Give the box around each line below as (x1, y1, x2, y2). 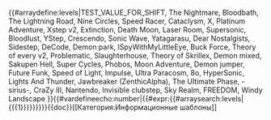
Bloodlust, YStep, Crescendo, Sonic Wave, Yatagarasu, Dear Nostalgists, (8, 33, 251, 43)
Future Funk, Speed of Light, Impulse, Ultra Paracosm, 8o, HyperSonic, (8, 68, 245, 77)
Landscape (8, 94, 46, 103)
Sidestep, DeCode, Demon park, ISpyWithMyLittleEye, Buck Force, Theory (8, 42, 256, 52)
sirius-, (8, 85, 32, 95)
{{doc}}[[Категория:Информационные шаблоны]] (47, 102, 217, 112)
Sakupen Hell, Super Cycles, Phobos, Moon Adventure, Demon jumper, (8, 59, 245, 69)
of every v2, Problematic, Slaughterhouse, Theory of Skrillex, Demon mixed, (8, 51, 262, 60)
